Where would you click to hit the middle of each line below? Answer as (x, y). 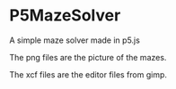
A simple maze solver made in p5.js (75, 40)
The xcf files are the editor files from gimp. (88, 74)
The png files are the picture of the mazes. (88, 57)
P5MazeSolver (65, 16)
